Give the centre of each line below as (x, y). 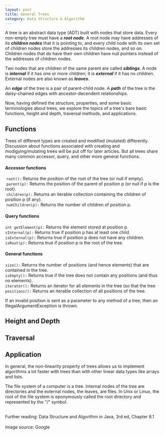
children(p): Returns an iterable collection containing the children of (76, 194)
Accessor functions (26, 168)
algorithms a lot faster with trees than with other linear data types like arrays (82, 372)
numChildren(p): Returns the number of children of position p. (69, 205)
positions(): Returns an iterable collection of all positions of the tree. (76, 291)
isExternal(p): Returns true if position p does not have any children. (75, 237)
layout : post (18, 10)
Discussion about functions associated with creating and (62, 146)
